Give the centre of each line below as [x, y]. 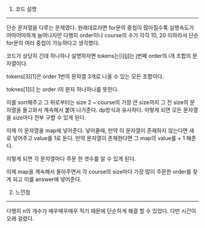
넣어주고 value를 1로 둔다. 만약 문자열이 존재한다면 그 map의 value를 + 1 [99, 138]
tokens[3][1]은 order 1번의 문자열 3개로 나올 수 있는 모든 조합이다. [85, 76]
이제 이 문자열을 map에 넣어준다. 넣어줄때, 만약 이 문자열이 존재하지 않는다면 [97, 130]
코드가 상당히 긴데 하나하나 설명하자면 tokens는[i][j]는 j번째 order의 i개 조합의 [99, 56]
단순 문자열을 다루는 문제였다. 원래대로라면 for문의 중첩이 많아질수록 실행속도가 [100, 27]
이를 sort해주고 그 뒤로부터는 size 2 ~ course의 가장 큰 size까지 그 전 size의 [98, 102]
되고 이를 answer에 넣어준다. [47, 179]
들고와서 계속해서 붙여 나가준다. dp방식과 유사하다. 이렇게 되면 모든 [102, 110]
